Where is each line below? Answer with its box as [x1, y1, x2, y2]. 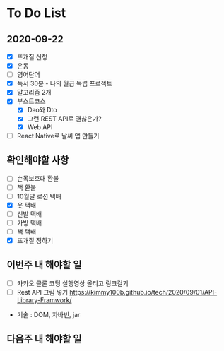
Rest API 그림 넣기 [16, 287, 69, 296]
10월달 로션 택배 [16, 192, 61, 201]
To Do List [6, 5, 66, 21]
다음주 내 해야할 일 [6, 333, 82, 345]
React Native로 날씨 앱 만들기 [16, 131, 100, 140]
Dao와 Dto [27, 106, 57, 114]
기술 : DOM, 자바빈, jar [16, 310, 81, 319]
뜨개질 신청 [16, 53, 48, 61]
